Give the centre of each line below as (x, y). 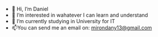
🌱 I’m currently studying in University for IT (63, 21)
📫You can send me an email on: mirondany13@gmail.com (82, 28)
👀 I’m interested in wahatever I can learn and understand (80, 15)
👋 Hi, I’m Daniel (30, 9)
